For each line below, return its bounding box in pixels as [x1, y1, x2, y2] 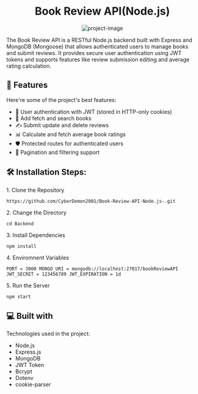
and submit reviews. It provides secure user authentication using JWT [6, 49, 182, 56]
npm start [6, 293, 32, 300]
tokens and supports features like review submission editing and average [6, 56, 190, 63]
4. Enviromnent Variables [6, 254, 69, 261]
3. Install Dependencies [6, 231, 66, 239]
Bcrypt [15, 368, 32, 375]
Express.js [15, 348, 41, 356]
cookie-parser [15, 381, 51, 389]
